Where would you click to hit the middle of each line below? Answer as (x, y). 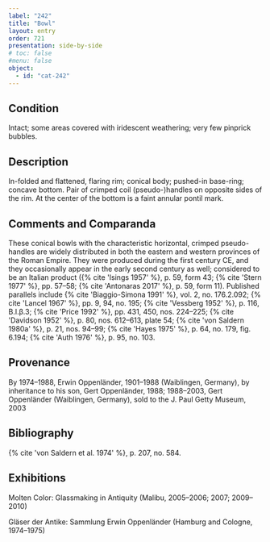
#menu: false (30, 61)
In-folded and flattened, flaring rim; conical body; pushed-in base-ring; (126, 181)
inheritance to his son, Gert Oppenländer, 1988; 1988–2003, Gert (116, 390)
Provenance (39, 363)
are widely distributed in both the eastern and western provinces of (148, 252)
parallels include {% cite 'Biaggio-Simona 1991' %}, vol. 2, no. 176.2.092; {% (135, 294)
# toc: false (30, 53)
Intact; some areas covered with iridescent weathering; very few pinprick (130, 128)
